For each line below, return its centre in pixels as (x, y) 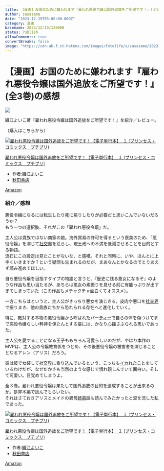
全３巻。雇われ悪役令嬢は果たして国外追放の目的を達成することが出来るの (80, 385)
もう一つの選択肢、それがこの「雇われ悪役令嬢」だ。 (58, 227)
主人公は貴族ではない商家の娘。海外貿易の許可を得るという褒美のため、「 (79, 237)
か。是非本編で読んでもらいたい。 (39, 392)
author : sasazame (23, 14)
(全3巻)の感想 (32, 96)
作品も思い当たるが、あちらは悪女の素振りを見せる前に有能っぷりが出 (84, 284)
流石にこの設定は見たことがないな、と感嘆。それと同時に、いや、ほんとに (80, 256)
